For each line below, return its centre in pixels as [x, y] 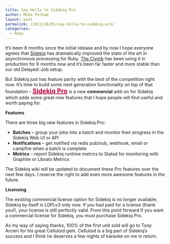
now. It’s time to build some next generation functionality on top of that [79, 85]
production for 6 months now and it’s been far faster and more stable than [82, 64]
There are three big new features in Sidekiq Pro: [55, 123]
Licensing [16, 190]
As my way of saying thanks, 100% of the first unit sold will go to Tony [79, 225]
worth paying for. [23, 103]
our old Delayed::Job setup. [34, 69]
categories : [18, 29]
